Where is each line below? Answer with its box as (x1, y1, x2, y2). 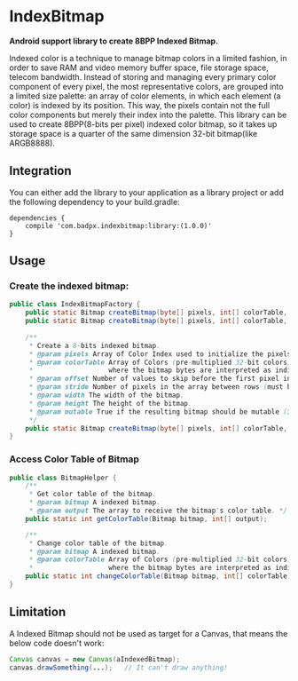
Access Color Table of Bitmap (9, 453, 140, 465)
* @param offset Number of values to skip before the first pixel (28, 375, 279, 384)
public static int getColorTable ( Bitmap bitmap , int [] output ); (25, 514, 268, 523)
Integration (9, 163, 73, 178)
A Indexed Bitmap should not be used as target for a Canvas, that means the (9, 628, 288, 638)
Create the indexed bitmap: (9, 280, 129, 292)
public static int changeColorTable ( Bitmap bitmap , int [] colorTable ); (25, 572, 295, 581)
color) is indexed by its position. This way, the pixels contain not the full (9, 99, 271, 110)
